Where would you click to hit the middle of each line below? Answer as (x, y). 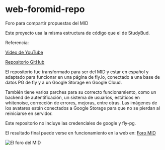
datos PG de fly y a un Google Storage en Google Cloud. (64, 82)
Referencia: (17, 42)
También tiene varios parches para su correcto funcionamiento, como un (81, 92)
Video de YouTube (24, 52)
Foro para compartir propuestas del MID (47, 23)
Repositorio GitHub (25, 62)
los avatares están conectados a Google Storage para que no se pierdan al (82, 108)
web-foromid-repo (45, 9)
